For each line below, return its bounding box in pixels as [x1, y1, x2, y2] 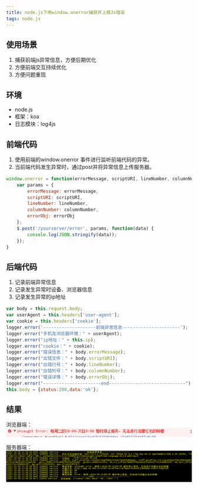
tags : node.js [6, 15, 41, 22]
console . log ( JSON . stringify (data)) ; [27, 231, 117, 238]
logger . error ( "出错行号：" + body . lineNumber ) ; [6, 362, 121, 368]
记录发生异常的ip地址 [14, 293, 66, 300]
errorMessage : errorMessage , [27, 188, 99, 194]
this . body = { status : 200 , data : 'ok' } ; [6, 386, 99, 393]
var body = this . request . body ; [6, 306, 83, 312]
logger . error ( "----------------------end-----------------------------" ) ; [6, 380, 194, 386]
